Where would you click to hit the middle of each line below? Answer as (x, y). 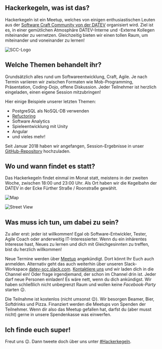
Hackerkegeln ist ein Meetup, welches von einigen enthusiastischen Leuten (80, 19)
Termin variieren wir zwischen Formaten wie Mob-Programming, (69, 81)
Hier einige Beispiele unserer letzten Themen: (51, 101)
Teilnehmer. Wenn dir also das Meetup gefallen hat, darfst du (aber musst (78, 309)
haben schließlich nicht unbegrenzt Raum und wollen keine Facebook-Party (81, 285)
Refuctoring (24, 116)
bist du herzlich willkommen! (33, 250)
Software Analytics (31, 121)
